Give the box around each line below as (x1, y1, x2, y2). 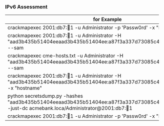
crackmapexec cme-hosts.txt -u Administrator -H (7, 52, 123, 59)
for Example (93, 16, 122, 23)
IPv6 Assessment (5, 3, 48, 10)
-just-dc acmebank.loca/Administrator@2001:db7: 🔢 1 (7, 105, 133, 112)
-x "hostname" (7, 84, 42, 91)
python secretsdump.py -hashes (7, 93, 83, 100)
